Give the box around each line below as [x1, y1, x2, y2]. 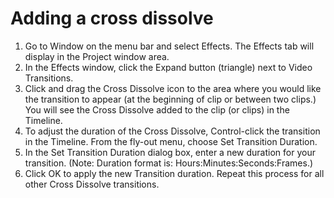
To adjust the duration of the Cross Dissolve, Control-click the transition [24, 125, 321, 137]
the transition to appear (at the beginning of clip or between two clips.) [24, 93, 317, 105]
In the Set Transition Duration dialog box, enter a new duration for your [24, 146, 316, 158]
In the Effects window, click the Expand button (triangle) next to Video [24, 61, 313, 73]
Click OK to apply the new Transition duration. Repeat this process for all [24, 167, 325, 179]
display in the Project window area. [24, 50, 170, 62]
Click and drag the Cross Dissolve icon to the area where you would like [24, 82, 322, 94]
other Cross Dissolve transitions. [24, 178, 160, 190]
